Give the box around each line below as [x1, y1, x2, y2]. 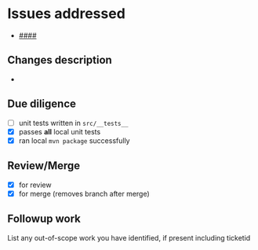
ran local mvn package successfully [18, 135, 130, 145]
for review [18, 180, 52, 189]
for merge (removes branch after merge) [18, 189, 150, 198]
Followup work [7, 212, 82, 226]
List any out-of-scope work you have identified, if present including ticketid [7, 233, 251, 242]
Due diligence [7, 97, 76, 111]
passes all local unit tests [18, 127, 101, 136]
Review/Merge [7, 159, 81, 173]
